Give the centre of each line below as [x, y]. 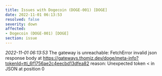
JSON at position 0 [25, 68]
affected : [16, 29]
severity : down [21, 24]
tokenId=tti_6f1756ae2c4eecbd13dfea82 [47, 63]
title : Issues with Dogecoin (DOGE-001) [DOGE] [56, 10]
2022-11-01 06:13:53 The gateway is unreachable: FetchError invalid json [81, 52]
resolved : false [22, 19]
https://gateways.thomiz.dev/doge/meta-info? [91, 58]
